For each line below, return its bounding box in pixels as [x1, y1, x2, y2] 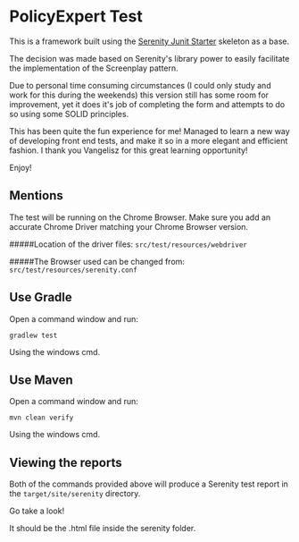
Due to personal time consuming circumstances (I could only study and [9, 80, 271, 90]
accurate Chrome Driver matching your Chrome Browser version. [9, 221, 248, 232]
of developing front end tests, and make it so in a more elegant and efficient [9, 135, 288, 146]
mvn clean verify [9, 413, 74, 422]
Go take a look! [9, 505, 65, 516]
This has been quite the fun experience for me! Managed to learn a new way [9, 125, 290, 136]
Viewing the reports [9, 454, 122, 470]
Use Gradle [9, 290, 73, 305]
